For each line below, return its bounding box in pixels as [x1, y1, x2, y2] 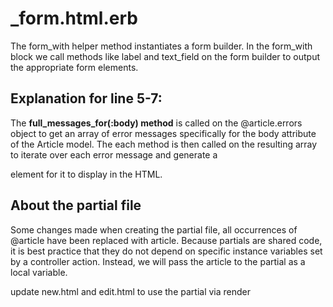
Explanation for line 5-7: [10, 90, 163, 107]
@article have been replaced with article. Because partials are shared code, [10, 234, 323, 246]
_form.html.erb [10, 7, 138, 30]
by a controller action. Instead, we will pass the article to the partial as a [10, 255, 306, 267]
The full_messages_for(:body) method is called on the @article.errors [10, 117, 303, 129]
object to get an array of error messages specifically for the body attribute [10, 127, 317, 139]
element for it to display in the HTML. [10, 168, 163, 180]
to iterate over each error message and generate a [10, 148, 218, 161]
